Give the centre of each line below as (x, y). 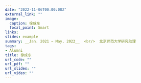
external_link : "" (24, 14)
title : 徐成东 (18, 55)
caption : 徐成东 (25, 23)
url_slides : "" (21, 69)
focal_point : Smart (29, 28)
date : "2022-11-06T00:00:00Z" (36, 10)
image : (12, 19)
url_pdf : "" (17, 64)
